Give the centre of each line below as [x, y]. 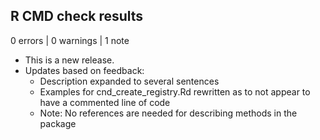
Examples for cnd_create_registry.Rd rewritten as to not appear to [175, 91]
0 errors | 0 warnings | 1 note [70, 40]
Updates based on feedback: [84, 70]
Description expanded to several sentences [129, 81]
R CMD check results [77, 16]
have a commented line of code [105, 102]
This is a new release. [69, 60]
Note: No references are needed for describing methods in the [168, 113]
